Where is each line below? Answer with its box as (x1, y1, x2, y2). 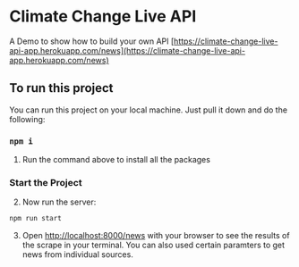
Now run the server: (21, 196, 97, 207)
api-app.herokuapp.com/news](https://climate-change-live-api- (9, 45, 246, 55)
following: (9, 113, 46, 124)
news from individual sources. (21, 249, 134, 260)
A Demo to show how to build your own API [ (9, 36, 175, 46)
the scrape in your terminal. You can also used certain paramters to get (21, 239, 285, 251)
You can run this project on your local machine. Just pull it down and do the (9, 104, 288, 115)
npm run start (9, 214, 63, 223)
